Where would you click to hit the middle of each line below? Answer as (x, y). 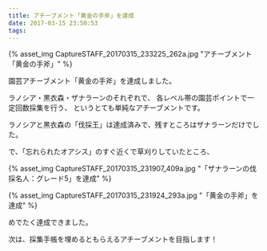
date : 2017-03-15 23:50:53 (53, 23)
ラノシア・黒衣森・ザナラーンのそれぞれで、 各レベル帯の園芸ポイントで (128, 98)
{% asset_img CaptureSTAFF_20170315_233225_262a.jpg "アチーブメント (130, 54)
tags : (17, 30)
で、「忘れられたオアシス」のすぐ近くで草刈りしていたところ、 (111, 151)
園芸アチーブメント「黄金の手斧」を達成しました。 (92, 81)
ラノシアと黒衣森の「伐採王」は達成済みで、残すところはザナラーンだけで (131, 125)
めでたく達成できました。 (50, 222)
